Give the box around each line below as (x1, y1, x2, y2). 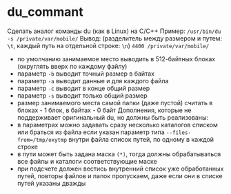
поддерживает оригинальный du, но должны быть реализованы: (17, 113, 209, 121)
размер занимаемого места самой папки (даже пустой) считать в (17, 98, 213, 107)
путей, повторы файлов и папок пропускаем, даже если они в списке (17, 171, 223, 180)
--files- (165, 129, 192, 136)
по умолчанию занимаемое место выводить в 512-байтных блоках (17, 54, 216, 63)
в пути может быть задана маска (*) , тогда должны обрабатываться (17, 149, 221, 158)
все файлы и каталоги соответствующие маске (17, 157, 157, 165)
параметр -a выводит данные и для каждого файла (17, 76, 169, 85)
